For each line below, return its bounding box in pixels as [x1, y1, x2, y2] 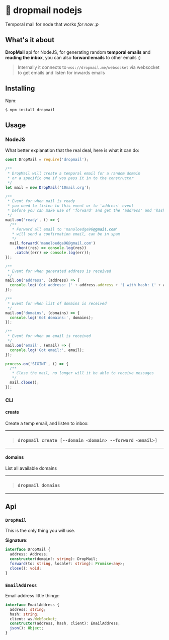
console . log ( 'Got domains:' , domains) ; [10, 315, 94, 320]
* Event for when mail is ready [7, 199, 75, 204]
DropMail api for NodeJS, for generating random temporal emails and [5, 49, 151, 55]
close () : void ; [10, 566, 42, 571]
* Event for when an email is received [7, 334, 92, 339]
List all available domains [5, 465, 57, 471]
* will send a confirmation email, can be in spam [12, 231, 121, 236]
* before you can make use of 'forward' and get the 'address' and [7, 208, 152, 213]
